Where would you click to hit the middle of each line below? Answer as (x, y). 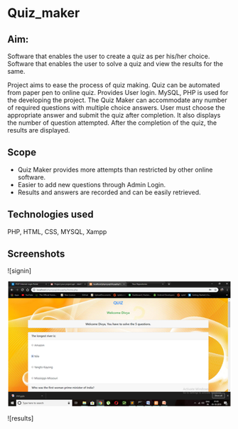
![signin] (20, 271)
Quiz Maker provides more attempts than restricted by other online (115, 169)
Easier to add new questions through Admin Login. (91, 184)
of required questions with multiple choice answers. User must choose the (116, 107)
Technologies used (50, 214)
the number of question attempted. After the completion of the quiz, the (112, 123)
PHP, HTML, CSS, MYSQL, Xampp (57, 231)
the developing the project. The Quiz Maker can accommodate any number (117, 100)
